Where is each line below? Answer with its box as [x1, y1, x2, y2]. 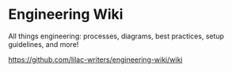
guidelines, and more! [8, 39, 79, 49]
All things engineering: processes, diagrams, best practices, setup [8, 31, 224, 41]
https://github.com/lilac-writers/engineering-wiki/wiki [8, 55, 183, 64]
